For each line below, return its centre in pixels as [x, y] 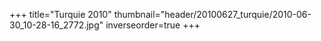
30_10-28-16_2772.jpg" [56, 25]
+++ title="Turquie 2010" [60, 14]
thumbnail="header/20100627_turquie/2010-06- [212, 14]
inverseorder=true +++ [153, 25]
